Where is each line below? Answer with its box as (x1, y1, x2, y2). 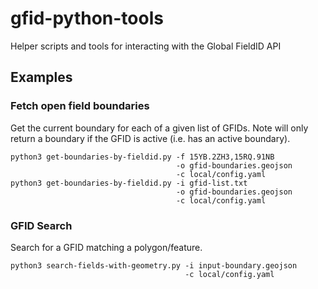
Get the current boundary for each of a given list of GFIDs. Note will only (10, 122, 309, 134)
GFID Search (10, 218, 73, 232)
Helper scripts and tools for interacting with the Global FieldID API (10, 40, 282, 52)
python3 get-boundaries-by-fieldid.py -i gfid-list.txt (10, 178, 248, 188)
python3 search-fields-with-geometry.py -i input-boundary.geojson (10, 260, 298, 271)
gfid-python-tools (10, 7, 164, 30)
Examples (10, 69, 73, 86)
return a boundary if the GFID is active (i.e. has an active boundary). (10, 132, 291, 144)
